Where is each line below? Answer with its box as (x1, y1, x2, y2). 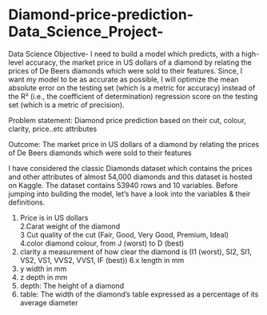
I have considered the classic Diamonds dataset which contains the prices (8, 163, 253, 173)
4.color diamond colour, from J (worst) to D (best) (19, 238, 185, 248)
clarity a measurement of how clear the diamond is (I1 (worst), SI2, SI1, (19, 246, 253, 257)
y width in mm (19, 264, 67, 273)
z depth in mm (19, 272, 68, 281)
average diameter (19, 297, 78, 307)
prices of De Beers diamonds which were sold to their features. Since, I (8, 66, 243, 75)
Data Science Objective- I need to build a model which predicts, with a (8, 49, 240, 58)
